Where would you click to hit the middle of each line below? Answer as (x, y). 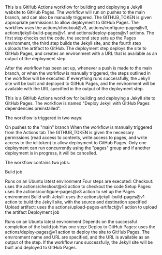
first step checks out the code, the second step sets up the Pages (71, 38)
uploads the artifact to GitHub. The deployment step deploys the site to (76, 48)
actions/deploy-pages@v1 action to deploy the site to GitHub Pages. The (77, 232)
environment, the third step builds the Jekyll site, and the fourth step (73, 43)
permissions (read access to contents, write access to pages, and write (76, 137)
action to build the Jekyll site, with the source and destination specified (76, 202)
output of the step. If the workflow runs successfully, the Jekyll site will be (79, 242)
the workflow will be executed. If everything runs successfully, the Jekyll (77, 78)
